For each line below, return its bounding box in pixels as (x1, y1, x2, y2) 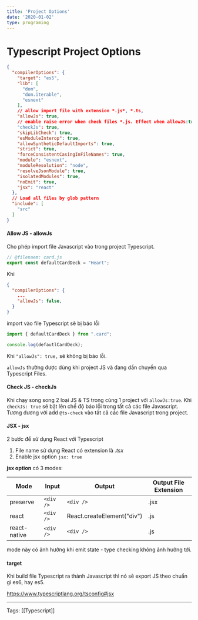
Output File (152, 478, 184, 487)
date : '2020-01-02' (6, 14, 55, 20)
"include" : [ (12, 201, 44, 207)
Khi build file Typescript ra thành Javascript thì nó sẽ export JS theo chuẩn (6, 572, 187, 579)
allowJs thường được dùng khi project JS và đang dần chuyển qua (6, 364, 167, 371)
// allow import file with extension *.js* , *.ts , (17, 108, 144, 114)
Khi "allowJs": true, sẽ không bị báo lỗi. (6, 352, 108, 359)
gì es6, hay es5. (6, 579, 45, 586)
